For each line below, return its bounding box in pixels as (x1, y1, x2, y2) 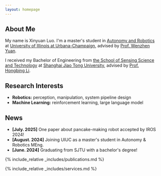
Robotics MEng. (12, 142, 44, 148)
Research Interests (5, 82, 64, 90)
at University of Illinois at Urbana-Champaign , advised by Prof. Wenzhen (5, 43, 150, 49)
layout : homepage (5, 7, 40, 12)
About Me (5, 25, 35, 33)
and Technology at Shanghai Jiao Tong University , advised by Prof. (5, 62, 139, 68)
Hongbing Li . (5, 68, 31, 73)
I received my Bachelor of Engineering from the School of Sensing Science (5, 58, 155, 63)
